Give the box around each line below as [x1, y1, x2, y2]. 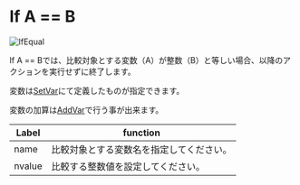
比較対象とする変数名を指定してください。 [51, 143, 233, 155]
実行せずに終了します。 [48, 66, 136, 77]
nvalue [14, 160, 43, 172]
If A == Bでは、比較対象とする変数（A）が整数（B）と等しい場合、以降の [9, 54, 284, 65]
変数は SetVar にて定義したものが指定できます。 [9, 85, 185, 96]
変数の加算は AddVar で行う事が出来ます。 [9, 104, 164, 115]
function [122, 126, 160, 139]
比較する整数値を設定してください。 [51, 160, 206, 172]
